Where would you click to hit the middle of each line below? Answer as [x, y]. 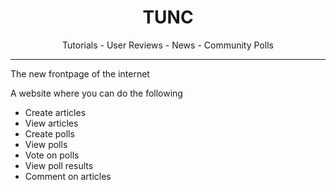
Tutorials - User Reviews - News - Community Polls [168, 45]
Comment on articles [68, 176]
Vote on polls [52, 155]
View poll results [59, 165]
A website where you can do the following [96, 93]
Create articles [55, 112]
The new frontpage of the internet [80, 73]
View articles [51, 123]
